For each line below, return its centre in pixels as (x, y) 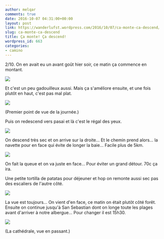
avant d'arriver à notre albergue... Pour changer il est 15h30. (65, 212)
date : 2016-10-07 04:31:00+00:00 (39, 19)
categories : (17, 46)
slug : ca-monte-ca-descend (32, 32)
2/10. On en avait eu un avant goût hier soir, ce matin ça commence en (76, 64)
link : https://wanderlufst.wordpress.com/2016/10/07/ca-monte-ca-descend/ (83, 28)
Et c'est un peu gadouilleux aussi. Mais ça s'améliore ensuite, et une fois (78, 88)
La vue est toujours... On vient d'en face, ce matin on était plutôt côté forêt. (81, 202)
